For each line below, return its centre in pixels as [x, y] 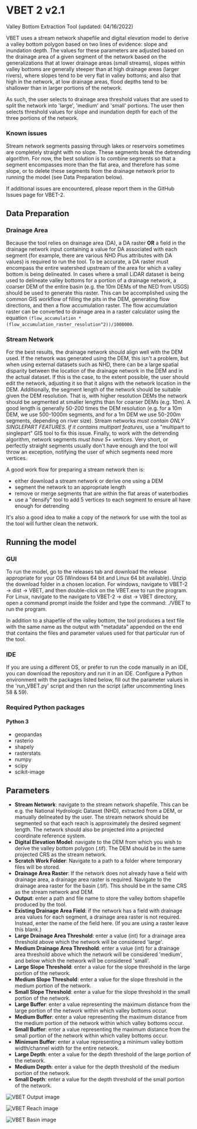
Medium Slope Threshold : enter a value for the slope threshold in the [98, 980]
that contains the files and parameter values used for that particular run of [96, 633]
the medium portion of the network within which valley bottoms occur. [99, 1023]
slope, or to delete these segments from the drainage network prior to [90, 171]
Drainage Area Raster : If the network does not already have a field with [101, 873]
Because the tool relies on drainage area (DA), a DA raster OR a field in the [96, 243]
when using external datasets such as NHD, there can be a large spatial [92, 364]
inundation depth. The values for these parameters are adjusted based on [95, 50]
